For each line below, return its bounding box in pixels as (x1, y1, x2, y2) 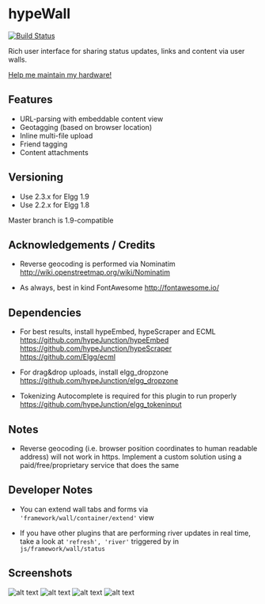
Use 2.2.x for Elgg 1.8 (19, 199, 89, 210)
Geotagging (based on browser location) (19, 122, 153, 131)
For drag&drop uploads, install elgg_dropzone (19, 367, 168, 377)
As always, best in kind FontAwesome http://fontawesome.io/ (19, 283, 220, 293)
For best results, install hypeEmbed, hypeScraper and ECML (19, 327, 216, 336)
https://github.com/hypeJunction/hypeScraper (19, 344, 172, 353)
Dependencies (8, 306, 81, 319)
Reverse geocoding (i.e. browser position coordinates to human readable (19, 444, 258, 453)
